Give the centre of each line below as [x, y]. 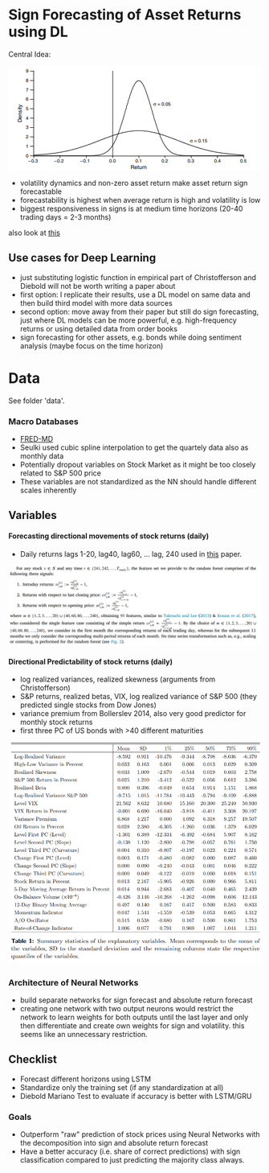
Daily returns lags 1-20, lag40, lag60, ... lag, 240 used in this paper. [131, 554]
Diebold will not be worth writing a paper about [98, 286]
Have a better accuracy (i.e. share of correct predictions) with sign [130, 1151]
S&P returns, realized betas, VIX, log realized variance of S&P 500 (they [138, 697]
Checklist [33, 1060]
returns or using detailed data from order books [99, 328]
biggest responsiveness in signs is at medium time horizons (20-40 [131, 208]
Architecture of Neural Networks [73, 982]
